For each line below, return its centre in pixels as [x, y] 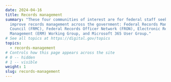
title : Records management [34, 15]
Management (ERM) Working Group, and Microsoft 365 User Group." [81, 34]
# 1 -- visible [21, 62]
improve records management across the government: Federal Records [84, 24]
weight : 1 [16, 67]
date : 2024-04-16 [24, 10]
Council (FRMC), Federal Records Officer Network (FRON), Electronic [85, 29]
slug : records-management [33, 72]
